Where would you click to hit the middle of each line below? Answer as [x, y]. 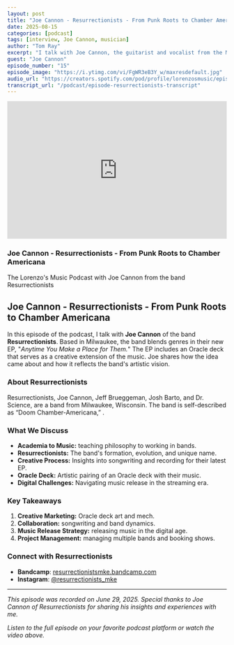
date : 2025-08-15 [32, 27]
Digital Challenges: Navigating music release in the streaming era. [113, 482]
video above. [26, 635]
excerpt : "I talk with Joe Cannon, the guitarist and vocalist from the [115, 53]
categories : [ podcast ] [40, 33]
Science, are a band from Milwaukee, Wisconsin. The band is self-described [117, 405]
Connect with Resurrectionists [60, 556]
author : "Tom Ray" [34, 46]
